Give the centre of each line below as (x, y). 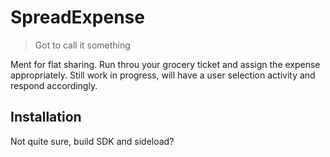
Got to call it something (82, 45)
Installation (46, 117)
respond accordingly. (54, 85)
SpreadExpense (77, 17)
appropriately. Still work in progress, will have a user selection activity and (163, 75)
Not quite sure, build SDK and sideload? (92, 141)
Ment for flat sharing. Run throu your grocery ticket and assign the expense (165, 64)
